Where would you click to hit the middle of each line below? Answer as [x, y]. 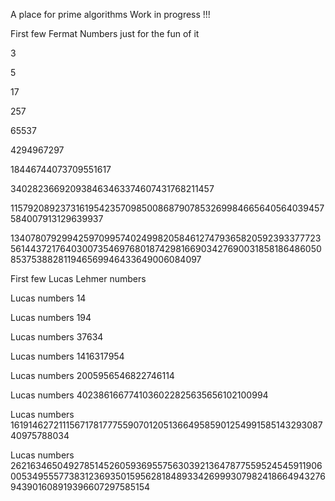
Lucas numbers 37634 [57, 337]
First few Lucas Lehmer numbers [78, 278]
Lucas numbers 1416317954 [67, 356]
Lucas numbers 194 [51, 317]
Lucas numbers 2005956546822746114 [92, 375]
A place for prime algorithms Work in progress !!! [110, 14]
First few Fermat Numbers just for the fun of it [105, 33]
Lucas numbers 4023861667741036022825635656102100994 [139, 395]
